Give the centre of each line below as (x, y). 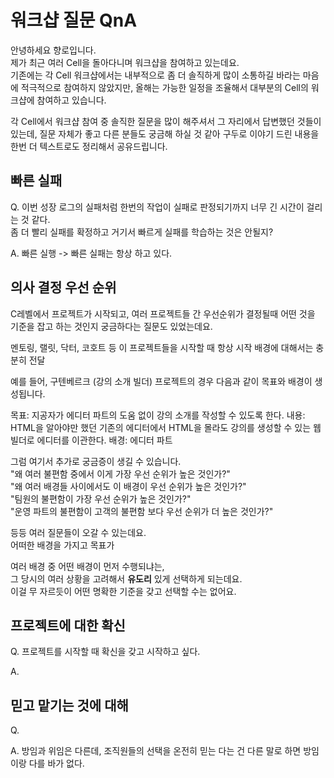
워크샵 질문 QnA (74, 20)
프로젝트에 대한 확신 (68, 625)
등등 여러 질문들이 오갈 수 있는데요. (78, 532)
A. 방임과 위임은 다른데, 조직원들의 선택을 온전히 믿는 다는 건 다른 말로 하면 (156, 751)
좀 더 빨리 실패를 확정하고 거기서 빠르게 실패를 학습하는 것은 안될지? (142, 232)
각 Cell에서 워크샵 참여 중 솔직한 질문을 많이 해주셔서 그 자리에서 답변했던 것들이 (166, 121)
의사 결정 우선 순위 (63, 287)
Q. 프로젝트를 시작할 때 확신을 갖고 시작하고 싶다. (105, 652)
